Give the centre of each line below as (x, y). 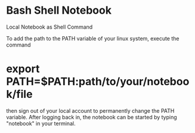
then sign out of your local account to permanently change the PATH (90, 110)
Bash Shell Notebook (59, 10)
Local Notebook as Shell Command (49, 27)
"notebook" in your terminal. (41, 123)
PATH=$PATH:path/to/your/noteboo (98, 82)
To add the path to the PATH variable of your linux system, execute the (93, 38)
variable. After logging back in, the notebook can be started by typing (92, 117)
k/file (19, 95)
